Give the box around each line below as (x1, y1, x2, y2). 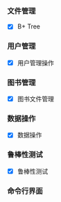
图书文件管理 (17, 95, 54, 103)
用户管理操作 (17, 58, 54, 67)
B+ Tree (17, 22, 40, 31)
